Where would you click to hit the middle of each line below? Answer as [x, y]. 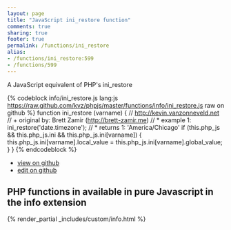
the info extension [47, 203]
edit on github [37, 170]
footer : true [26, 39]
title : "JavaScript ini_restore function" [69, 20]
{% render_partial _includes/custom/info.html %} [77, 219]
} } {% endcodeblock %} [42, 149]
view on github [38, 162]
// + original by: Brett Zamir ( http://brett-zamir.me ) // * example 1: [99, 120]
